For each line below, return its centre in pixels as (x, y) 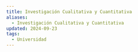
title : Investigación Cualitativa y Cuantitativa (69, 12)
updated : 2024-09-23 (32, 28)
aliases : (17, 17)
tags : (13, 34)
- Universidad (29, 39)
